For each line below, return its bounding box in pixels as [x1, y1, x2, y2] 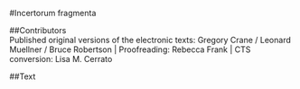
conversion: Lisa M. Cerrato [9, 54, 113, 64]
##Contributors [9, 25, 67, 35]
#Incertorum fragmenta [9, 8, 97, 18]
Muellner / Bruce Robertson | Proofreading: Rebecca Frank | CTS [9, 44, 251, 55]
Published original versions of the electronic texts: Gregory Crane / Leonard [9, 35, 291, 45]
